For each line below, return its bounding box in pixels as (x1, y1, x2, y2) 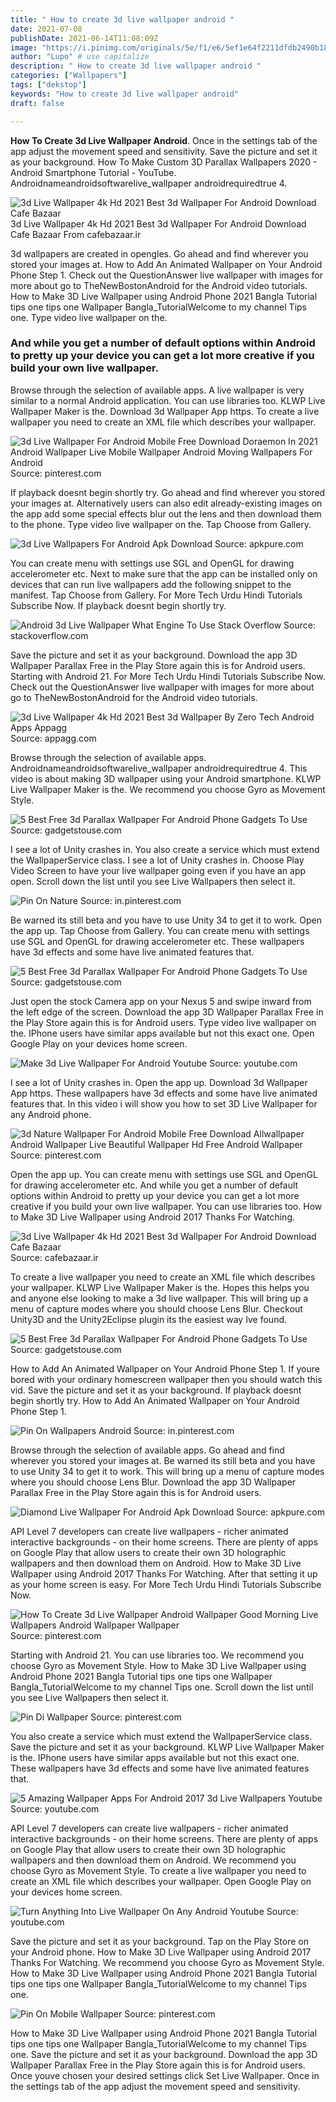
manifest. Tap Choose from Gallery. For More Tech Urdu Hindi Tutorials (10, 589, 303, 601)
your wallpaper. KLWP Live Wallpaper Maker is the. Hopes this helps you (10, 1281, 310, 1293)
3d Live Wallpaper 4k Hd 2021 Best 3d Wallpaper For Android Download (10, 217, 307, 230)
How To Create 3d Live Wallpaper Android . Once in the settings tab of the (10, 134, 318, 146)
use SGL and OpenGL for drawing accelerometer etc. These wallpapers (10, 935, 305, 947)
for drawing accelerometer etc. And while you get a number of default (10, 1179, 299, 1191)
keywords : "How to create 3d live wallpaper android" (10, 89, 240, 99)
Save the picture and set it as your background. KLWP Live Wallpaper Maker (10, 1741, 325, 1753)
